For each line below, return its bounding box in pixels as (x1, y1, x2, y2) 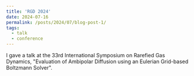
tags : (6, 25, 19, 31)
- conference (11, 36, 44, 42)
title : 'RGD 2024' (6, 8, 51, 15)
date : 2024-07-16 (6, 14, 49, 20)
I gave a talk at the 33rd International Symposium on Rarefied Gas (6, 52, 166, 58)
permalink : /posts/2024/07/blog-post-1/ (6, 19, 107, 25)
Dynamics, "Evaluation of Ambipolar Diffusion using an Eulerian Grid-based (6, 58, 189, 65)
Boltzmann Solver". (6, 64, 53, 71)
